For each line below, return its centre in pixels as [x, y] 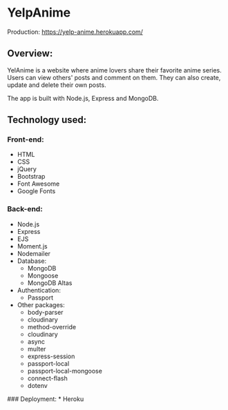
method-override [52, 326]
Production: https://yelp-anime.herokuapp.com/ [75, 32]
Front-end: [26, 139]
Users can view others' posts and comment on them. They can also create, [114, 77]
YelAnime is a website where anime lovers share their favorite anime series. [115, 70]
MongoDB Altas [50, 283]
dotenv [38, 385]
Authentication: [39, 290]
